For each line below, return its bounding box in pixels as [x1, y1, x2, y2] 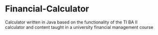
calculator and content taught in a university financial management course [5, 24, 154, 30]
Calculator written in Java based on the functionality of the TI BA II [5, 19, 138, 25]
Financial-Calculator [5, 3, 90, 14]
